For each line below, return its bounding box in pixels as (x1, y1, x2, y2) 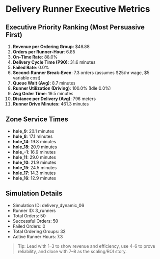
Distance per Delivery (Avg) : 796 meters (12, 96, 96, 102)
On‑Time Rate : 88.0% (12, 54, 58, 60)
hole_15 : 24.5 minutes (12, 164, 57, 170)
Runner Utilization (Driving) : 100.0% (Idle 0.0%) (12, 85, 111, 91)
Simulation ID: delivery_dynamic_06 (12, 202, 84, 208)
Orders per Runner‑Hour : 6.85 (12, 49, 76, 54)
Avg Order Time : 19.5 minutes (12, 91, 74, 96)
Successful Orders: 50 (12, 218, 58, 224)
